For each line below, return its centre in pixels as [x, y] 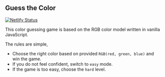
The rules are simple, [27, 44]
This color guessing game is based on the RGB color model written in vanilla [83, 29]
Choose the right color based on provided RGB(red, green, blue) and [83, 53]
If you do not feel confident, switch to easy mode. [62, 64]
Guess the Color [30, 8]
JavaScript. [17, 34]
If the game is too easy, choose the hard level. [59, 69]
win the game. [27, 59]
